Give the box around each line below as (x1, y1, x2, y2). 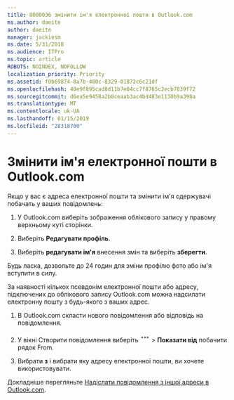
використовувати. (17, 364, 71, 373)
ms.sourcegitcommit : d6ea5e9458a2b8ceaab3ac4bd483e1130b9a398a (7, 93, 196, 100)
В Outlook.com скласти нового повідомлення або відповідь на (17, 311, 204, 319)
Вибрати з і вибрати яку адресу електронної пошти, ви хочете (17, 356, 205, 365)
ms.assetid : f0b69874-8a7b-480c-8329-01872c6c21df (7, 78, 158, 85)
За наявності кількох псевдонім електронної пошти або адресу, (7, 282, 198, 291)
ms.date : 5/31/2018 (7, 41, 64, 49)
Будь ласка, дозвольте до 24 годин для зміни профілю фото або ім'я (7, 261, 212, 270)
